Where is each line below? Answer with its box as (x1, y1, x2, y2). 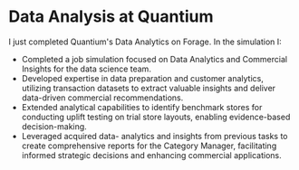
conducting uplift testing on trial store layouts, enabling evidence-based (21, 111, 291, 122)
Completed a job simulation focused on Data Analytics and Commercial (21, 53, 287, 64)
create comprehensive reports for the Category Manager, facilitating (21, 140, 277, 151)
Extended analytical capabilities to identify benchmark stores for (21, 101, 263, 112)
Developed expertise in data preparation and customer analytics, (21, 72, 264, 83)
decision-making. (21, 120, 87, 132)
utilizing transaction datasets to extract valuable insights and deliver (21, 82, 276, 93)
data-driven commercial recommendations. (21, 92, 184, 103)
